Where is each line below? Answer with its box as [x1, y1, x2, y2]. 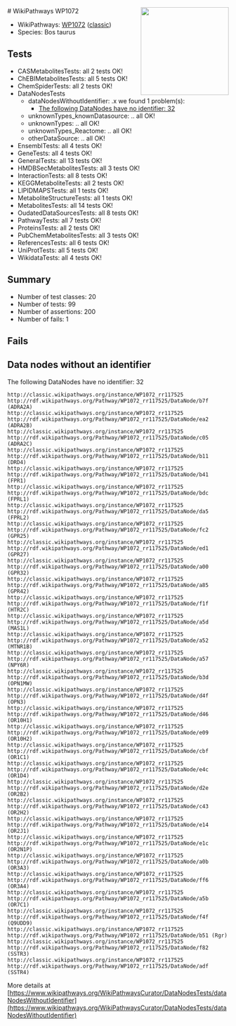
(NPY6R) [7, 662, 30, 669]
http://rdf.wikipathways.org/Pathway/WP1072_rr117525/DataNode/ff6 [7, 876, 209, 883]
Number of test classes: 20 [17, 292, 96, 301]
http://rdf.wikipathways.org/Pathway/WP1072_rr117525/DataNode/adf [7, 962, 209, 970]
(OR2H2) [7, 809, 30, 816]
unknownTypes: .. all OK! [27, 119, 100, 127]
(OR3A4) [7, 883, 30, 890]
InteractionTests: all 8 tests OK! [17, 171, 107, 180]
